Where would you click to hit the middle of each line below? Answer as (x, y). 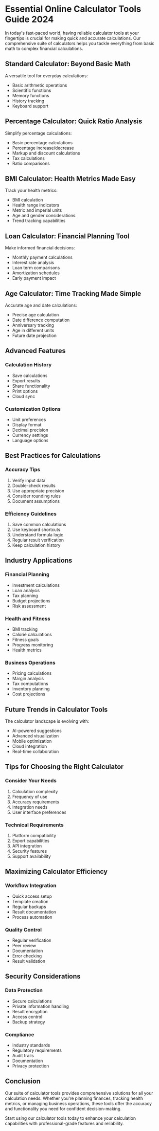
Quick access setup (32, 896)
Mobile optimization (32, 741)
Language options (30, 440)
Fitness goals (25, 640)
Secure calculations (32, 1001)
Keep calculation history (36, 545)
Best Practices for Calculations (53, 456)
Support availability (31, 856)
